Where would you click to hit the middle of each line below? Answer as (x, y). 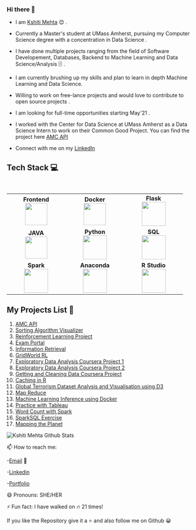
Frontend (36, 199)
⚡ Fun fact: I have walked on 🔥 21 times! (55, 507)
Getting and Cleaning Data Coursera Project (69, 374)
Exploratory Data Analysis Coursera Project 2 (70, 368)
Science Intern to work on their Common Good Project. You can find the (102, 131)
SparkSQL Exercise (39, 418)
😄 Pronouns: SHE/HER (34, 495)
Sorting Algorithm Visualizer (49, 330)
